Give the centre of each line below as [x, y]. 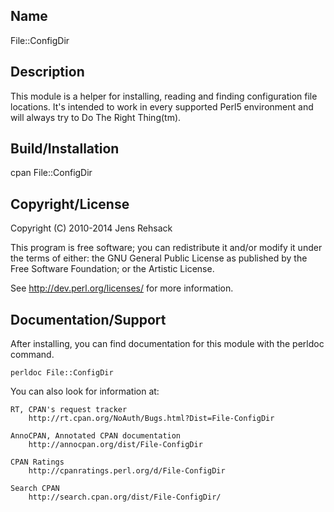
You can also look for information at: [85, 391]
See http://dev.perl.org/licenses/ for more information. [122, 288]
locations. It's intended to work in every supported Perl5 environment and [162, 106]
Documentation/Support [88, 319]
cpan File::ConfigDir [51, 173]
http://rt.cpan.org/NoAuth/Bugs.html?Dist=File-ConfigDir [151, 419]
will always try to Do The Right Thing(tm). [96, 117]
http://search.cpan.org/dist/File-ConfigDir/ [125, 497]
